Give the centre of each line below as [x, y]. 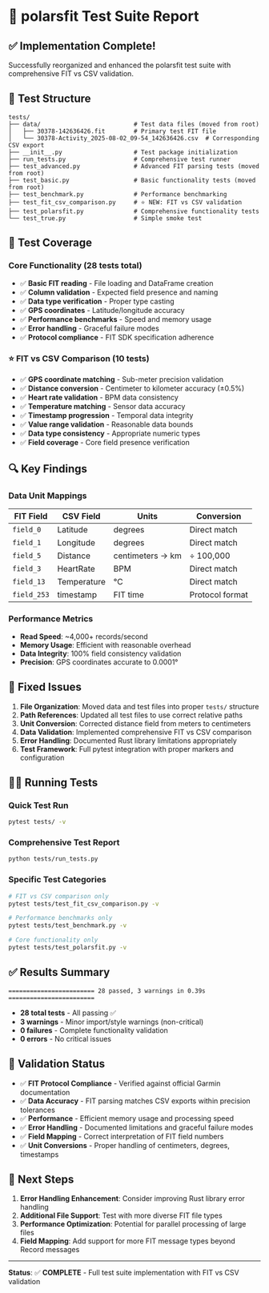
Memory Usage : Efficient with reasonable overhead [105, 644]
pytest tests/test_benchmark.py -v [68, 926]
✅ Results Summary [59, 972]
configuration [42, 757]
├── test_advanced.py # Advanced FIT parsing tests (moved [134, 166]
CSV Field [81, 516]
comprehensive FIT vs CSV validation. [71, 74]
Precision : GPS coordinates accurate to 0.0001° [99, 662]
